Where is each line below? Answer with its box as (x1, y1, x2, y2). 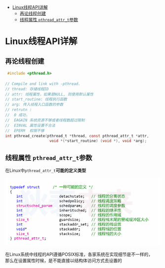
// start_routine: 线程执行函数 (5, 97, 68, 102)
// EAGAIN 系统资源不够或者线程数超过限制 (5, 117, 85, 122)
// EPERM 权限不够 (5, 128, 44, 133)
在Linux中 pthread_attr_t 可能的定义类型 (5, 167, 86, 174)
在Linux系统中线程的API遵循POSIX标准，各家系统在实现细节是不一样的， (5, 251, 153, 258)
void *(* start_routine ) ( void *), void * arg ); (49, 139, 147, 144)
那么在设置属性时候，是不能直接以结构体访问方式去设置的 (5, 258, 122, 264)
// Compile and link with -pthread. (5, 81, 81, 86)
